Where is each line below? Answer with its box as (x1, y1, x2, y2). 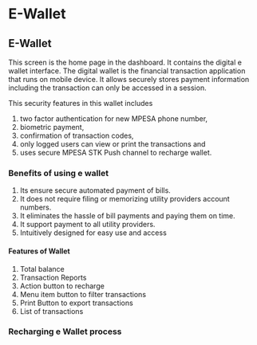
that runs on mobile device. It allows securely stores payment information (8, 75, 250, 84)
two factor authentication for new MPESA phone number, (19, 114, 208, 123)
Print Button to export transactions (19, 298, 133, 308)
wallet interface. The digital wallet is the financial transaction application (8, 66, 246, 76)
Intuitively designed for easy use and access (19, 228, 168, 237)
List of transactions (19, 306, 84, 316)
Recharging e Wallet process (8, 326, 122, 337)
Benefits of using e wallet (8, 167, 109, 178)
